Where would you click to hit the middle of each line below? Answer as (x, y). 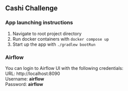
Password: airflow (24, 84)
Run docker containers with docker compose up (60, 39)
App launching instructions (39, 23)
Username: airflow (25, 79)
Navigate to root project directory (47, 33)
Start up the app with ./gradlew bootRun (54, 44)
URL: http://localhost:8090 (33, 73)
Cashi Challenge (31, 8)
